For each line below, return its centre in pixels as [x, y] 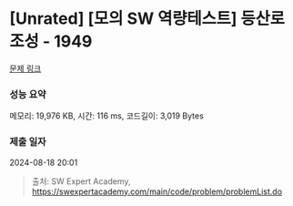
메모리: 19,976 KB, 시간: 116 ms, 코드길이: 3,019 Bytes [107, 116]
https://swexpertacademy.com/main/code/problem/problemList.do [157, 191]
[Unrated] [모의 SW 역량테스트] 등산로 [147, 19]
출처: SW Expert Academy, [81, 181]
